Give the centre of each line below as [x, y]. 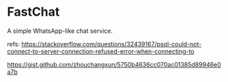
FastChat [33, 12]
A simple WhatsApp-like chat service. [60, 31]
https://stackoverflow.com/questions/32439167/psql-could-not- [112, 44]
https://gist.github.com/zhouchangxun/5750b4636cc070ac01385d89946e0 [114, 64]
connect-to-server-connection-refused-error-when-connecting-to [101, 51]
